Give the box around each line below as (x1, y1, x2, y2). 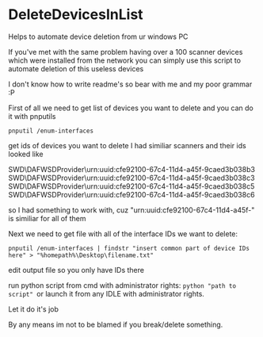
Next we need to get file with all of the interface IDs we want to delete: (8, 228, 238, 239)
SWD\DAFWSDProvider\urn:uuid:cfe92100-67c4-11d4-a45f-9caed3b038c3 (8, 173, 255, 182)
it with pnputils (8, 111, 56, 121)
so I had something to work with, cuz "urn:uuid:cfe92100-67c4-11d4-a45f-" (8, 205, 255, 215)
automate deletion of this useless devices (8, 63, 144, 73)
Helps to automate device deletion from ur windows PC (8, 32, 189, 41)
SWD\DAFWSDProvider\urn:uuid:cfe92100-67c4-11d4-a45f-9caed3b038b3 (8, 164, 256, 174)
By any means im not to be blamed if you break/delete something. (8, 320, 223, 329)
